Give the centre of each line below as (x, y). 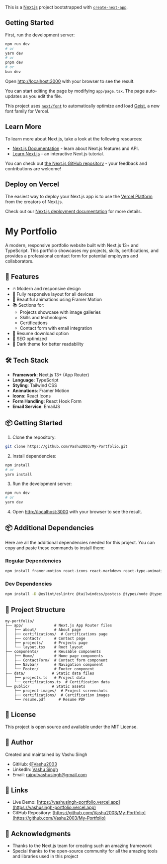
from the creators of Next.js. (34, 202)
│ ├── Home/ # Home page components (54, 656)
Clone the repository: (34, 437)
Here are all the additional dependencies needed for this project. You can (80, 542)
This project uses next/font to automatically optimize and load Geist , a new (83, 106)
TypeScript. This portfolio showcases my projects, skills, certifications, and (82, 250)
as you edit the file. (42, 96)
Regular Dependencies (33, 561)
